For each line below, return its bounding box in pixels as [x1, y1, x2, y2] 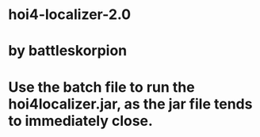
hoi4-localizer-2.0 [8, 6, 132, 24]
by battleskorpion [8, 42, 128, 60]
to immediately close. [8, 112, 153, 130]
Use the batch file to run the [8, 78, 196, 96]
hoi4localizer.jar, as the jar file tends [8, 95, 253, 112]
